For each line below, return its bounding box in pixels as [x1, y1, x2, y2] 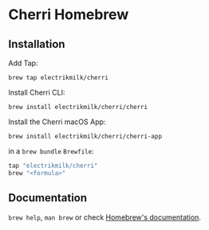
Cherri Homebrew [8, 6, 129, 24]
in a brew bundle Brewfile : [8, 146, 94, 156]
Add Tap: [8, 58, 38, 68]
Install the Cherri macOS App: [8, 117, 106, 127]
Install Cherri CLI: [8, 88, 65, 97]
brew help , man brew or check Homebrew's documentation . [8, 212, 202, 222]
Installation [8, 37, 65, 51]
